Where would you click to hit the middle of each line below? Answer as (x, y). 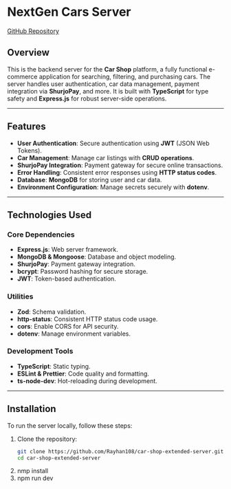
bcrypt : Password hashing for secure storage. (82, 272)
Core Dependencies (41, 235)
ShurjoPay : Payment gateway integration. (76, 264)
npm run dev (35, 478)
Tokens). (30, 150)
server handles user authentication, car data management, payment (103, 84)
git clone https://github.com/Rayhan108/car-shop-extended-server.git (120, 451)
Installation (32, 409)
